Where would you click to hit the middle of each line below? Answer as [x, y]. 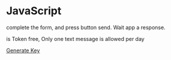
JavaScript [34, 11]
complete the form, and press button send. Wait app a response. [86, 27]
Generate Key [23, 50]
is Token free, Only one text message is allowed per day [76, 39]
